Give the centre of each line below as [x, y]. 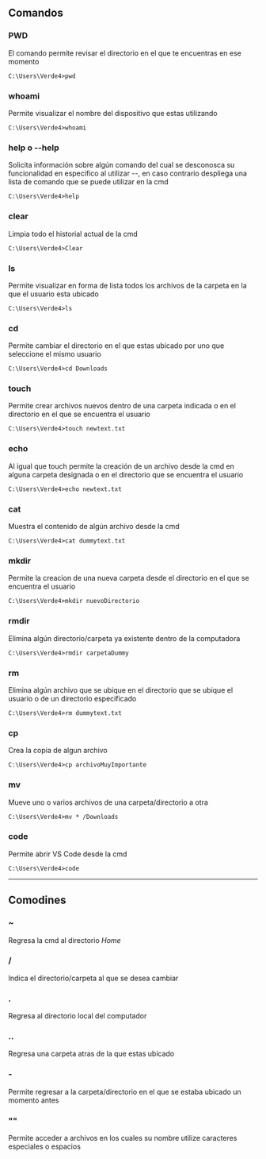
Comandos [36, 13]
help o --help [34, 148]
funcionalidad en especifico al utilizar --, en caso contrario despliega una [128, 173]
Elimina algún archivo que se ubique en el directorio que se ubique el [121, 690]
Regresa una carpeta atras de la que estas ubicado [91, 1054]
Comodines [37, 900]
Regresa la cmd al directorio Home [65, 940]
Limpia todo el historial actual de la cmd [73, 234]
